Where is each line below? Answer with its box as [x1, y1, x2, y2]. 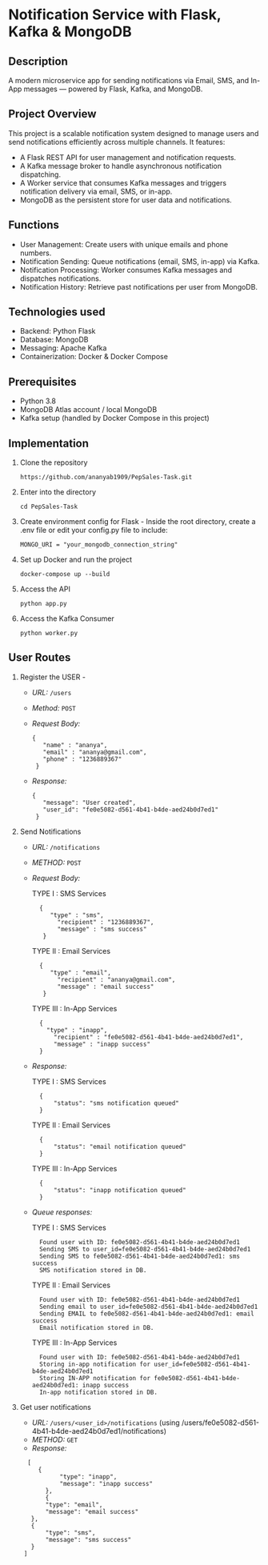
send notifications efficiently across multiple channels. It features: [8, 137, 226, 146]
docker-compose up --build [19, 570, 110, 578]
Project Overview [8, 107, 97, 121]
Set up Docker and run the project [19, 554, 132, 565]
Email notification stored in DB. [38, 1323, 154, 1331]
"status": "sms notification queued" [53, 1099, 180, 1107]
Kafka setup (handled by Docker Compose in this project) [19, 414, 210, 423]
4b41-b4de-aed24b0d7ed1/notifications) [31, 1426, 166, 1435]
